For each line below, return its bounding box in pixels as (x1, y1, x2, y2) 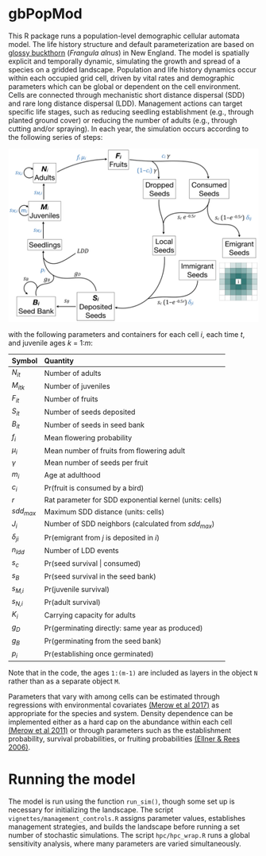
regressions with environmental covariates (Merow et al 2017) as (8, 700, 220, 710)
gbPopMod (8, 5, 83, 23)
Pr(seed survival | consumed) (44, 559, 141, 568)
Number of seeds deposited (44, 407, 136, 417)
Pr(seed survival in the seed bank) (44, 571, 156, 581)
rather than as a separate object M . (8, 676, 121, 686)
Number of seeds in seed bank (44, 420, 145, 430)
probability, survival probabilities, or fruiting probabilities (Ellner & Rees (8, 734, 241, 743)
